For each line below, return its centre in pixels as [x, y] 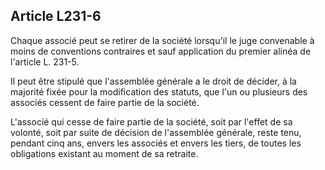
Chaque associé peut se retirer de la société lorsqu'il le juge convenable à [162, 40]
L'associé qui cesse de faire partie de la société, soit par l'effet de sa [151, 121]
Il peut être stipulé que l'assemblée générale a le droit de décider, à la [153, 81]
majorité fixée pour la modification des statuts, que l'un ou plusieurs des [159, 91]
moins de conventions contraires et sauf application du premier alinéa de [161, 51]
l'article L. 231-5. [45, 61]
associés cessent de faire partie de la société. [105, 102]
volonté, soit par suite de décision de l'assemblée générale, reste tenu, [156, 132]
